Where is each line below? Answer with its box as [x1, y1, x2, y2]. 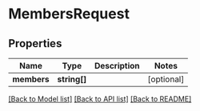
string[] [57, 73, 87, 85]
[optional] [147, 73, 185, 85]
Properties [8, 37, 62, 50]
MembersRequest [8, 5, 130, 23]
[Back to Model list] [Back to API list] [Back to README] [8, 94, 192, 104]
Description [94, 61, 140, 71]
